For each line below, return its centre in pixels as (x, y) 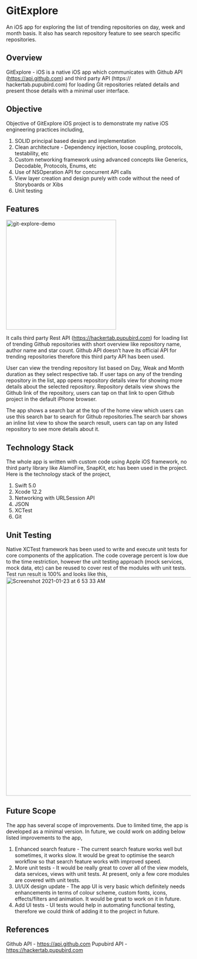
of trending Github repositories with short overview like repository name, (94, 344)
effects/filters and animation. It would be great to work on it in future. (98, 899)
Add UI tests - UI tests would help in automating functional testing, (95, 905)
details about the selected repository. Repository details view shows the (93, 387)
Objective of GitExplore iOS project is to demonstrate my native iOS (87, 123)
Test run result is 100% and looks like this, (57, 574)
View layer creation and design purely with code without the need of (97, 178)
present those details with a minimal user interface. (68, 91)
